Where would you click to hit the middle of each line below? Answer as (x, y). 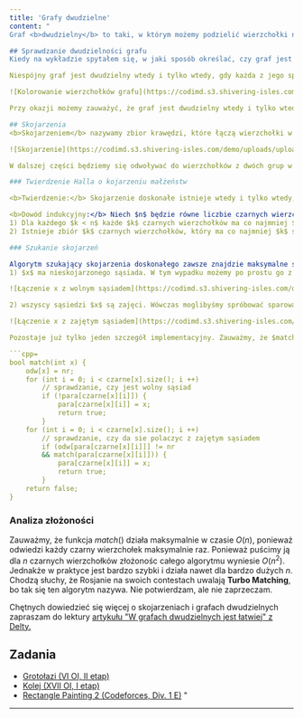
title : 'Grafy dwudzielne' (60, 18)
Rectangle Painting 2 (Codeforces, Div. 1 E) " (105, 695)
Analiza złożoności (52, 520)
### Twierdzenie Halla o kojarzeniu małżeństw (98, 182)
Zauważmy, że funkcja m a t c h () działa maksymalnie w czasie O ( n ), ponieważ (151, 540)
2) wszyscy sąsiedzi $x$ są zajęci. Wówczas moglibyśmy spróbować (137, 305)
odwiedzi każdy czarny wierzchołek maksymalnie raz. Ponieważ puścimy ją (150, 549)
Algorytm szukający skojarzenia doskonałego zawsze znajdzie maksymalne (149, 264)
